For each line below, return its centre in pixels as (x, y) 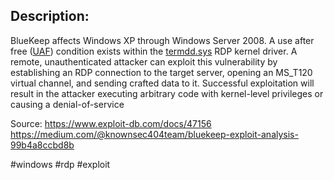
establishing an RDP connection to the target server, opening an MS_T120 (161, 72)
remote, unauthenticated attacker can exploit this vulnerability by (144, 61)
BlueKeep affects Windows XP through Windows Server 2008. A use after (162, 40)
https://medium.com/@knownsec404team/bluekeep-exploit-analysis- (154, 134)
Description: (50, 16)
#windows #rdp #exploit (60, 164)
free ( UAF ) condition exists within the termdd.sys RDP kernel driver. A (154, 51)
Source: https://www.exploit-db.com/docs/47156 (111, 123)
